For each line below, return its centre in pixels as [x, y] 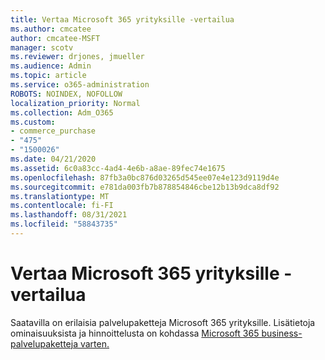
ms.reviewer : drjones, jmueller [77, 57]
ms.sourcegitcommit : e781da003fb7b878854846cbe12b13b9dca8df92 [145, 187]
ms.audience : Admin [51, 66]
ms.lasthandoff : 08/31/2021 [69, 215]
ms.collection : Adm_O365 [62, 112]
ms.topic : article [48, 76]
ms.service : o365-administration [80, 85]
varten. [94, 343]
